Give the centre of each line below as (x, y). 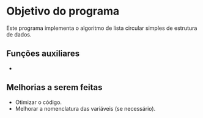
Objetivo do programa (63, 11)
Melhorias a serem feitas (54, 87)
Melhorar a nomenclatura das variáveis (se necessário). (85, 108)
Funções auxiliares (43, 54)
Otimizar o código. (39, 102)
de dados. (19, 34)
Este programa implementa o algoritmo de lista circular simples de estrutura (102, 28)
